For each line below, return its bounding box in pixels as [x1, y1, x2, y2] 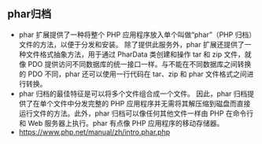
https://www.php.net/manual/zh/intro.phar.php [18, 127, 171, 136]
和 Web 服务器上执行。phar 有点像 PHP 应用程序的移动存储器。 [18, 118, 224, 127]
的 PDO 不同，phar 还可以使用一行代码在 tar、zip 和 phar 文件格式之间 [18, 69, 247, 79]
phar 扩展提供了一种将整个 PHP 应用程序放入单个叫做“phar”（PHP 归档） [18, 30, 253, 39]
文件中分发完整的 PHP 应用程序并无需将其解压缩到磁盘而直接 [53, 98, 251, 108]
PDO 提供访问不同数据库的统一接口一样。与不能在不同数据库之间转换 [28, 59, 252, 68]
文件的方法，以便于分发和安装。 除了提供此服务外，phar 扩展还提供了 [18, 39, 245, 49]
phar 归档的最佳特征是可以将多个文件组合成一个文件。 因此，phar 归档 [18, 89, 248, 98]
